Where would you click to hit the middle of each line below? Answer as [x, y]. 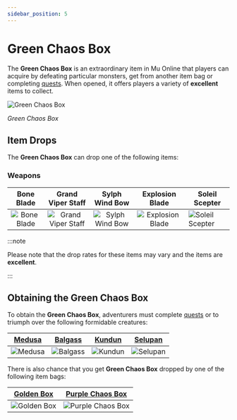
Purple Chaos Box [97, 394]
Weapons [24, 176]
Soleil [207, 193]
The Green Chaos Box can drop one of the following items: [93, 157]
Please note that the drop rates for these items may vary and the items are [115, 254]
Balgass [68, 340]
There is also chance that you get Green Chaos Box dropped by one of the [116, 369]
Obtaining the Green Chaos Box [78, 298]
